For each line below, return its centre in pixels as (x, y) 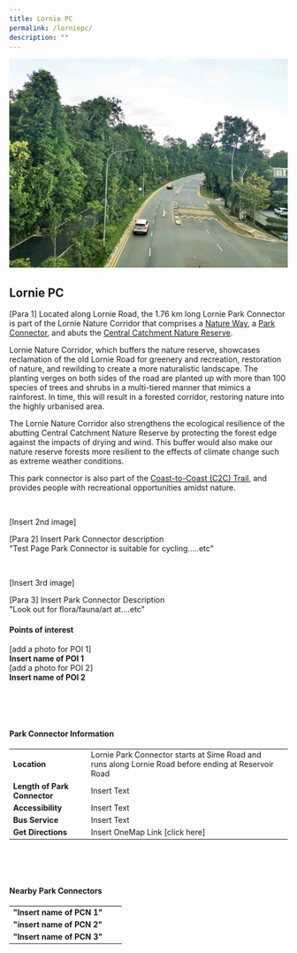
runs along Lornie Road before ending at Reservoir (182, 765)
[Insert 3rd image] (42, 583)
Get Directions (40, 833)
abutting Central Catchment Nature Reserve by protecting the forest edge (143, 433)
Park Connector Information (62, 734)
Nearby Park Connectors (56, 891)
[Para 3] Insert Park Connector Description (87, 600)
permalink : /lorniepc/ (51, 28)
